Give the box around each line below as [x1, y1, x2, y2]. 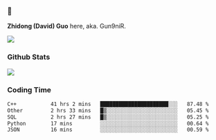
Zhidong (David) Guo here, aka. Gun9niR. [7, 22, 127, 30]
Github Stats [7, 52, 51, 62]
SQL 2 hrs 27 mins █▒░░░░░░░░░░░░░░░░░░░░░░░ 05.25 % [7, 114, 209, 121]
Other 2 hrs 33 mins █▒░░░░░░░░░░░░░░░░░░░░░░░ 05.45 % [7, 107, 209, 114]
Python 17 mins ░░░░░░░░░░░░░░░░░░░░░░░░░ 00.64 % [7, 120, 209, 127]
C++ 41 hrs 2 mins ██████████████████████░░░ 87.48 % [7, 100, 209, 107]
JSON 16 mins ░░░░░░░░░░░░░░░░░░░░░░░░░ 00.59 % [7, 126, 209, 134]
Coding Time [7, 85, 52, 94]
